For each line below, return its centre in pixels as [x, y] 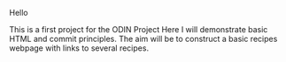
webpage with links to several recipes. [79, 48]
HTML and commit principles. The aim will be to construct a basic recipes [143, 39]
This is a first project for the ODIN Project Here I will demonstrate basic [139, 29]
